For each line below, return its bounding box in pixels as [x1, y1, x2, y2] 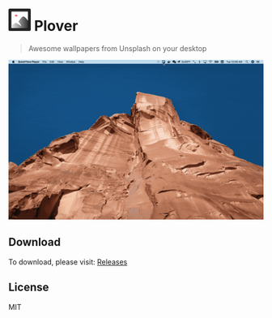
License [8, 281, 49, 294]
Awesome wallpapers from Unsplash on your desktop [28, 43, 207, 53]
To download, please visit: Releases [8, 256, 128, 267]
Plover [33, 17, 79, 36]
